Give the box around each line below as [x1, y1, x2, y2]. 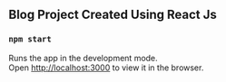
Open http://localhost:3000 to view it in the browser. [8, 62, 204, 73]
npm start [8, 34, 52, 44]
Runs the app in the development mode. [8, 52, 158, 63]
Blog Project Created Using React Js [8, 7, 217, 23]
